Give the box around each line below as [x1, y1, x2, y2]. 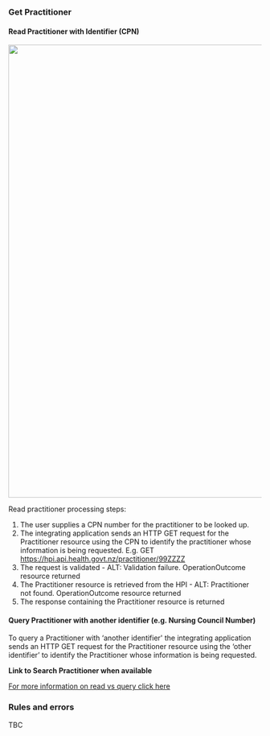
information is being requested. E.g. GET [19, 546, 155, 556]
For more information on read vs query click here [8, 681, 170, 691]
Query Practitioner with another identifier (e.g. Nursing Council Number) [8, 615, 256, 625]
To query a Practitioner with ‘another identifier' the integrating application [8, 633, 252, 643]
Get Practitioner [8, 6, 72, 18]
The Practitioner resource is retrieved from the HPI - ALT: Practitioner [19, 580, 250, 589]
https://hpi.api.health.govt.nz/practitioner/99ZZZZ [19, 554, 186, 564]
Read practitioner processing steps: [8, 504, 127, 514]
